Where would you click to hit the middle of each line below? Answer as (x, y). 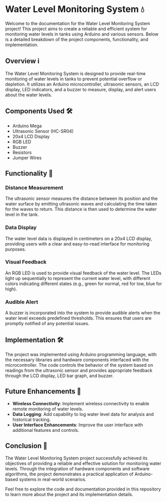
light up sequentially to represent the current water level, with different (78, 278)
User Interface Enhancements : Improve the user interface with (78, 425)
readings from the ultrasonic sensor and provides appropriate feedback (79, 370)
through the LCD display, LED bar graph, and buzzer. (59, 375)
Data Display (21, 227)
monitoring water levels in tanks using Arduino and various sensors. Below (82, 34)
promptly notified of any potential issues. (47, 324)
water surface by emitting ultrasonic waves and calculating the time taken (81, 204)
